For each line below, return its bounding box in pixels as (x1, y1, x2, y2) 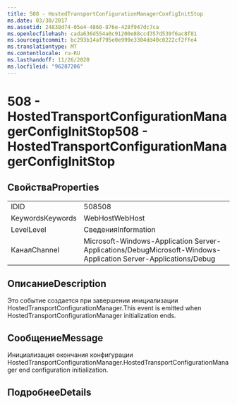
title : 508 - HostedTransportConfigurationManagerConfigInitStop (7, 10, 203, 18)
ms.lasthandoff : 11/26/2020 (7, 57, 90, 64)
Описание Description (7, 278, 107, 290)
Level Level (11, 224, 47, 234)
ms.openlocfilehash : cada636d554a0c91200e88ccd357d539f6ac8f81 (7, 30, 197, 37)
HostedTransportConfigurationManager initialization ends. (7, 312, 176, 320)
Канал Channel (11, 245, 60, 254)
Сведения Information (83, 224, 156, 234)
